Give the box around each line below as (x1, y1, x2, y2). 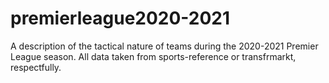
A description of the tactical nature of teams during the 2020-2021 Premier (10, 40, 319, 52)
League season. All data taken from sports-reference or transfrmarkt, (10, 50, 297, 62)
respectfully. (10, 61, 62, 73)
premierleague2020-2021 (10, 7, 231, 30)
